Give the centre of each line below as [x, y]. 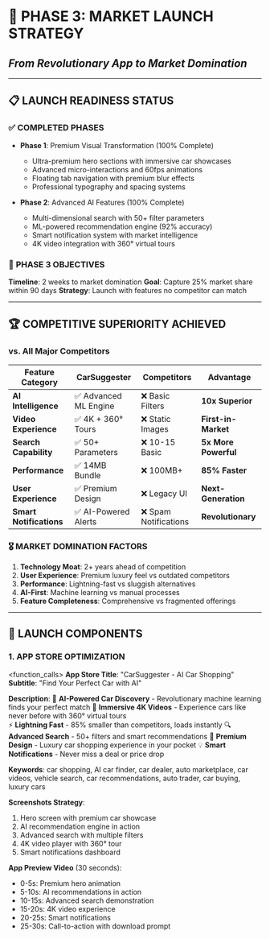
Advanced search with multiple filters [82, 835]
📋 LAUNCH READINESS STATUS [91, 101]
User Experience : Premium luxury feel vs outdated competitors [125, 575]
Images [154, 428]
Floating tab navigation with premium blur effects [113, 178]
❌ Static [155, 419]
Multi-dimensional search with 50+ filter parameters [118, 217]
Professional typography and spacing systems [109, 186]
